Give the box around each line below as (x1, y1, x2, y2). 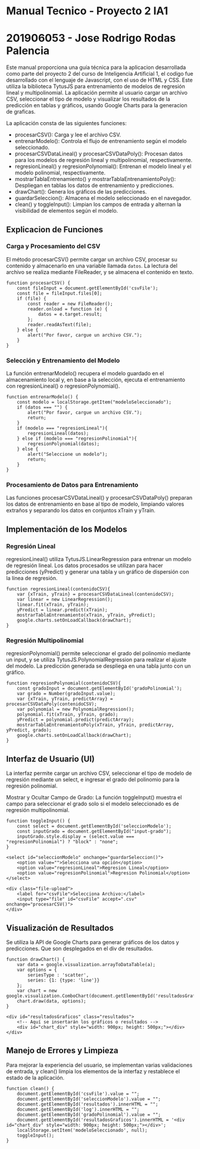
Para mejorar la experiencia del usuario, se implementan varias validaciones (6, 1061, 193, 1069)
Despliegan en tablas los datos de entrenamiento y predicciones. (14, 182, 174, 189)
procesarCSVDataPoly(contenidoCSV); (6, 701, 97, 707)
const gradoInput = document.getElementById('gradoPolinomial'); (17, 686, 183, 692)
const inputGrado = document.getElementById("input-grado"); (17, 829, 171, 834)
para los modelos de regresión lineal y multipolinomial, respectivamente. (14, 157, 193, 164)
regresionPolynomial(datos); (27, 441, 100, 447)
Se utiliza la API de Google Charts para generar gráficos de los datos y (6, 939, 180, 946)
